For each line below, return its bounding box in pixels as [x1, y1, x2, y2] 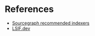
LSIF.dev [12, 25, 31, 31]
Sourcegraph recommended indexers [12, 20, 90, 26]
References [5, 3, 54, 15]
